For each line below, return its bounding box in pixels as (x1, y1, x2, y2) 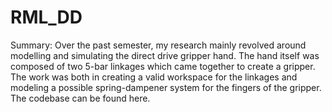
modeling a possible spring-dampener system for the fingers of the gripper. (10, 81, 322, 93)
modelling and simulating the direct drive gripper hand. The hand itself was (10, 49, 320, 61)
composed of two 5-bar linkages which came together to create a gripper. (10, 60, 316, 72)
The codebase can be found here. (10, 92, 151, 104)
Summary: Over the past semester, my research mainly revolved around (10, 39, 307, 51)
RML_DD (10, 6, 83, 29)
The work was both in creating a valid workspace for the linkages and (10, 71, 298, 83)
